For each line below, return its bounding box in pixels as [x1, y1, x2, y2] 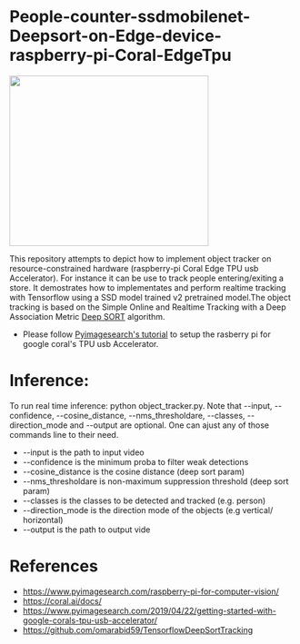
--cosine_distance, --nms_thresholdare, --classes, [55, 410, 245, 421]
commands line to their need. [9, 429, 119, 440]
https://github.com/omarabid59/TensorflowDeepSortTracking [22, 624, 254, 635]
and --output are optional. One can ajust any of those [69, 420, 270, 431]
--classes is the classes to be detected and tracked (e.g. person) [22, 495, 266, 506]
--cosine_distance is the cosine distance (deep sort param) [22, 466, 245, 477]
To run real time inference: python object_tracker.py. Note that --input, [9, 400, 273, 411]
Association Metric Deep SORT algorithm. [9, 311, 165, 322]
